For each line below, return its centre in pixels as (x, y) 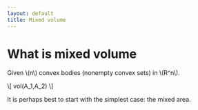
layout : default (30, 13)
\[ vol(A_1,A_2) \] (30, 86)
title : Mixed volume (37, 20)
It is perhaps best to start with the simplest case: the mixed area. (99, 100)
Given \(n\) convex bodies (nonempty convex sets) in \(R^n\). (94, 73)
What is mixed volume (72, 54)
